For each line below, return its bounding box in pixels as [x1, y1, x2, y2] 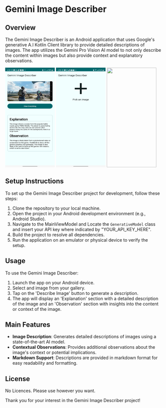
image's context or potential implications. [12, 350, 97, 356]
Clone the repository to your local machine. [12, 205, 101, 211]
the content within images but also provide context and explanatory [5, 52, 143, 58]
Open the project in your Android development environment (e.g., [12, 210, 146, 216]
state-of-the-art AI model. [12, 339, 65, 345]
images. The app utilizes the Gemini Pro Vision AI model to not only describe [5, 47, 162, 53]
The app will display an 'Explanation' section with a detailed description [12, 295, 159, 301]
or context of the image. [12, 306, 62, 312]
